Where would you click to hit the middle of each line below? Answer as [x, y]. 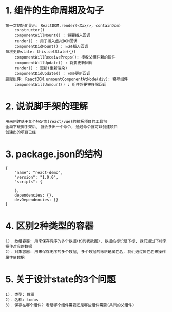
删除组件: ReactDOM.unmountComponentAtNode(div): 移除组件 [67, 79]
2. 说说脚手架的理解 [47, 106]
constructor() [30, 30]
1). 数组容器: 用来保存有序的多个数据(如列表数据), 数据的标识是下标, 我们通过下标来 [86, 241]
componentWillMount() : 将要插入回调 [53, 35]
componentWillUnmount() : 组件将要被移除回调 [61, 84]
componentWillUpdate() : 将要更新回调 [54, 63]
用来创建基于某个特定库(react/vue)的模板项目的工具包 [56, 121]
